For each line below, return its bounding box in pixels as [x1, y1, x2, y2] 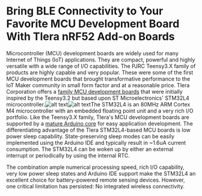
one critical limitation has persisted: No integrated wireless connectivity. [6, 182, 185, 190]
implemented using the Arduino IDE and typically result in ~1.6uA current [6, 139, 186, 146]
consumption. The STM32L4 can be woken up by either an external [6, 145, 174, 153]
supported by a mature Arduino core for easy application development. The [6, 120, 194, 127]
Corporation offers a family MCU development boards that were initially [6, 88, 183, 95]
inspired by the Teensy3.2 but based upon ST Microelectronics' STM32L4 [6, 94, 189, 102]
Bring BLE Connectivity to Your [6, 4, 164, 18]
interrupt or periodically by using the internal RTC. [6, 152, 130, 159]
